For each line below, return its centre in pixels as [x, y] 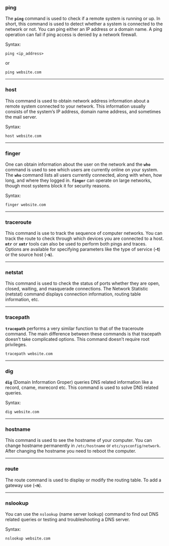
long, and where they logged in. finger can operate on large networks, [78, 180]
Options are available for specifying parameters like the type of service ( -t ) [83, 250]
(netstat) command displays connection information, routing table [73, 294]
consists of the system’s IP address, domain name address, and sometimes [83, 111]
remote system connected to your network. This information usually [75, 106]
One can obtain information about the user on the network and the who [78, 164]
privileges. [16, 344]
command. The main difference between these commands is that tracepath [83, 334]
